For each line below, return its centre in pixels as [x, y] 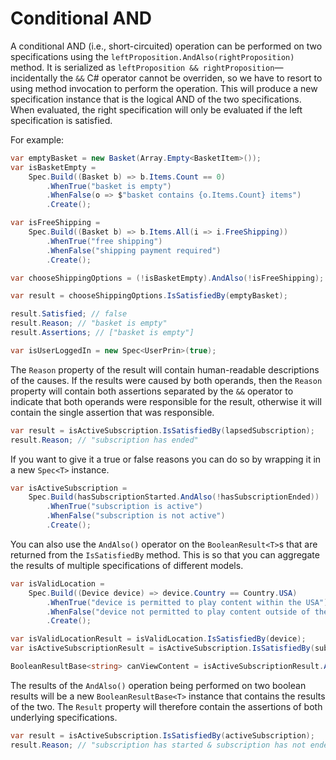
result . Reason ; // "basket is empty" [89, 323]
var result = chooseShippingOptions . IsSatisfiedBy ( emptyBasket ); [149, 296]
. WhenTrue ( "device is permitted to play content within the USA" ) [187, 602]
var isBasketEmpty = [53, 167]
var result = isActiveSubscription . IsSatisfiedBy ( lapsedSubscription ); [162, 430]
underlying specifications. [64, 717]
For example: [37, 139]
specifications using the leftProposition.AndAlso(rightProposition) [152, 56]
